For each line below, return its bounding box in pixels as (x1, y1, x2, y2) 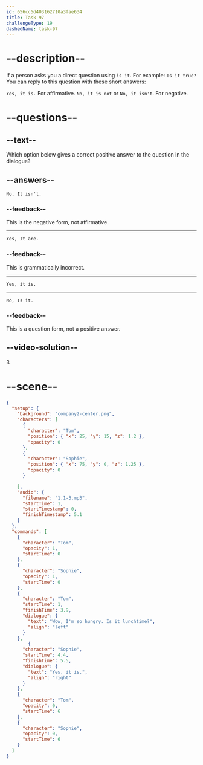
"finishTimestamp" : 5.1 (22, 512, 83, 518)
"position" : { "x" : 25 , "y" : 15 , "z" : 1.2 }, (28, 433, 145, 439)
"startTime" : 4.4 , (22, 652, 69, 659)
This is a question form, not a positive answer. (6, 324, 121, 332)
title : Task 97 (6, 15, 45, 21)
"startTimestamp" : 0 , (22, 506, 77, 512)
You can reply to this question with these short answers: (6, 78, 146, 85)
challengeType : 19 (6, 20, 53, 26)
